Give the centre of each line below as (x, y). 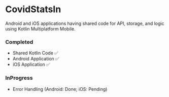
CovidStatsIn (33, 9)
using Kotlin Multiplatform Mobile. (40, 28)
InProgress (19, 78)
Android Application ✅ (36, 59)
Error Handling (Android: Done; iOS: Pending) (60, 89)
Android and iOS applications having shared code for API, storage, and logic (85, 23)
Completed (19, 42)
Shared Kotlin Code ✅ (35, 53)
